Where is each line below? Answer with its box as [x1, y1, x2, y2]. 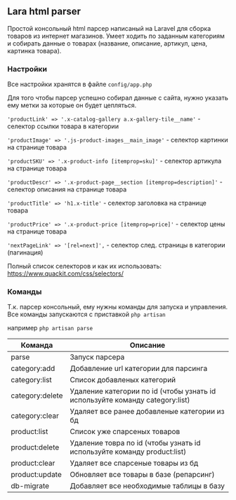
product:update [11, 470, 62, 480]
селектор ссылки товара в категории [7, 122, 119, 130]
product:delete [11, 442, 60, 452]
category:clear [11, 411, 60, 421]
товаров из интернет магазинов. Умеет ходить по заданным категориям [7, 32, 225, 40]
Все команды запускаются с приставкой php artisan [7, 310, 166, 318]
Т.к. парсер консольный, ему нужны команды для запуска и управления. [7, 303, 228, 311]
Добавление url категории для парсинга [70, 364, 208, 374]
